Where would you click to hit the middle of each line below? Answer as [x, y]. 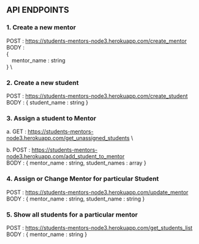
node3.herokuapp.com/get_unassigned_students [68, 138]
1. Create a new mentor [41, 28]
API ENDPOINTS [38, 10]
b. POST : [18, 150]
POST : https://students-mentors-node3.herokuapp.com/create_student [97, 96]
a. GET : [16, 131]
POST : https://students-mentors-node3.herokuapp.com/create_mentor [97, 41]
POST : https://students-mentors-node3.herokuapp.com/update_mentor [97, 192]
